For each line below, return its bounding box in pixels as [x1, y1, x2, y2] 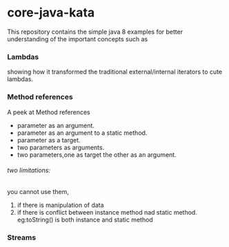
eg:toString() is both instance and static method [17, 215, 153, 224]
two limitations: [7, 167, 50, 175]
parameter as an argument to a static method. [17, 129, 148, 137]
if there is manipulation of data [17, 201, 105, 209]
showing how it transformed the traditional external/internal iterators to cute [7, 67, 223, 76]
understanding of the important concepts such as [7, 34, 148, 43]
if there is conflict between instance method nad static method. [17, 208, 198, 216]
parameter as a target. [17, 136, 81, 144]
